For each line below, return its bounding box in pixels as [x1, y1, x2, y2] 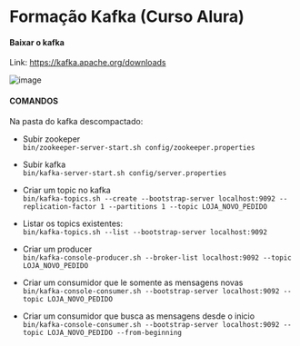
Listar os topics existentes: [22, 218, 124, 229]
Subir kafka [22, 159, 66, 170]
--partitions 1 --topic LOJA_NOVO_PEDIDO [108, 202, 268, 211]
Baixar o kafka [9, 36, 65, 47]
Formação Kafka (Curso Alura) [9, 6, 245, 27]
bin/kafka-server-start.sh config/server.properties [22, 168, 227, 178]
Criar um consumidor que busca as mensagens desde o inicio [22, 311, 255, 321]
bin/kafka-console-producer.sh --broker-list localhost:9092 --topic [22, 252, 293, 262]
